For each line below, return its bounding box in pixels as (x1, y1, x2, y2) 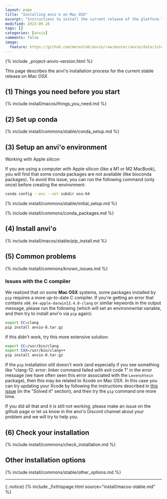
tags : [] (5, 26, 23, 31)
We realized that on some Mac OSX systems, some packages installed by (5, 289, 156, 295)
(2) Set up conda (5, 115, 58, 124)
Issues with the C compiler (5, 278, 71, 285)
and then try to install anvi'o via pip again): (5, 310, 92, 316)
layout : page (5, 7, 32, 12)
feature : (9, 44, 28, 49)
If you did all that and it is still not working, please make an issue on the (5, 403, 151, 409)
